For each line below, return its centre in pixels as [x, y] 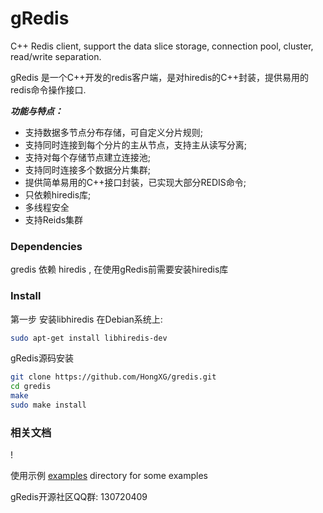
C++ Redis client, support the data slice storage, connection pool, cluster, [162, 46]
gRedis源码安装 [42, 358]
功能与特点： [36, 111]
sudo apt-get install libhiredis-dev [89, 338]
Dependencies [46, 246]
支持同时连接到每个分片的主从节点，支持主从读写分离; [136, 144]
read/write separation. [56, 56]
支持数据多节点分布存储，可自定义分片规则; [114, 132]
